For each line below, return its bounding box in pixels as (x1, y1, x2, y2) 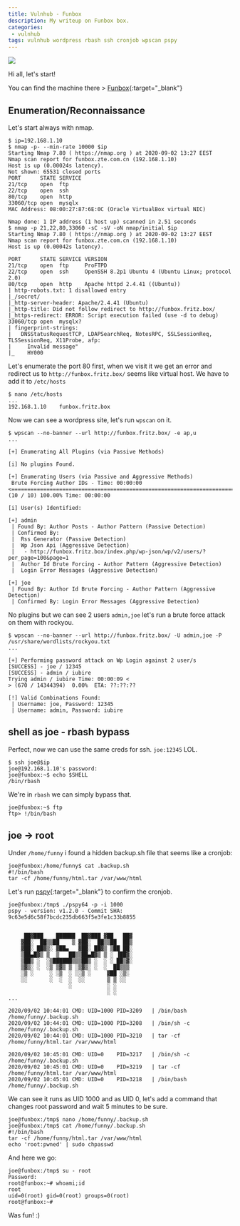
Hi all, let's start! (8, 70, 56, 78)
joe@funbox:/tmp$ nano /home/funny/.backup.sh (8, 1115, 149, 1123)
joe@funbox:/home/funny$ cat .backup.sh (8, 862, 130, 869)
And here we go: (8, 1153, 57, 1162)
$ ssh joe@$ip (8, 759, 51, 766)
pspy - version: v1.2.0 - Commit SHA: (8, 907, 123, 914)
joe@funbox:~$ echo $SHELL (8, 771, 88, 778)
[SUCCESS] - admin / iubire (8, 669, 92, 676)
